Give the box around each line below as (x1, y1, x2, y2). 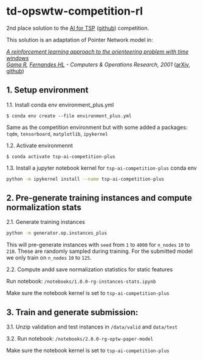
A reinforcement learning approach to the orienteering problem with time (6, 47, 189, 55)
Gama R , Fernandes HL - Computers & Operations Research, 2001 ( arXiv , (6, 61, 190, 68)
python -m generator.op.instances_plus (6, 230, 108, 237)
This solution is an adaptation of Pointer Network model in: (6, 36, 153, 43)
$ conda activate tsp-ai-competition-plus (6, 153, 115, 159)
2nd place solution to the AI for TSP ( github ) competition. (6, 24, 150, 32)
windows (6, 54, 29, 61)
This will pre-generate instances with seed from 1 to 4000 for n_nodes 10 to (6, 241, 190, 249)
